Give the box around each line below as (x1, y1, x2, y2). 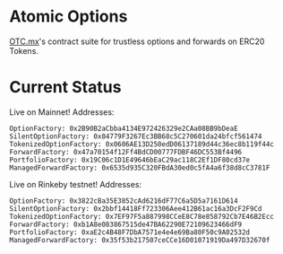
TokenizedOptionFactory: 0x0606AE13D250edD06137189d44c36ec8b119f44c (9, 139, 275, 149)
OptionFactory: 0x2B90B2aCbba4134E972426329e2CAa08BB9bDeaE (9, 124, 239, 133)
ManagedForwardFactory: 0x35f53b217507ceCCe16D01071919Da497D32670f (9, 235, 270, 244)
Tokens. (9, 45, 39, 56)
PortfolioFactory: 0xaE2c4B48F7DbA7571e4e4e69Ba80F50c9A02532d (9, 227, 251, 237)
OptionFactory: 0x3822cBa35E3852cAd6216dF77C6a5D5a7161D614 (9, 196, 239, 206)
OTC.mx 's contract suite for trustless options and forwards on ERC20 (9, 36, 265, 47)
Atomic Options (9, 6, 128, 27)
